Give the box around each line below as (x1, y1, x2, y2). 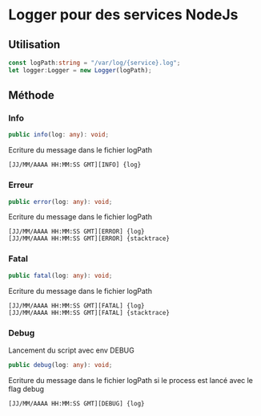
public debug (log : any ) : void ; (8, 361, 113, 369)
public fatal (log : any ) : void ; (8, 271, 113, 279)
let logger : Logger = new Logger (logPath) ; (8, 66, 152, 74)
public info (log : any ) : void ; (8, 131, 110, 139)
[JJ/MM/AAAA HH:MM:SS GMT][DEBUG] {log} (8, 399, 146, 407)
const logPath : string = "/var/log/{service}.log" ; (8, 59, 181, 67)
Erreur (8, 179, 34, 190)
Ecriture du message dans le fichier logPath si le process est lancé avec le (8, 375, 254, 385)
